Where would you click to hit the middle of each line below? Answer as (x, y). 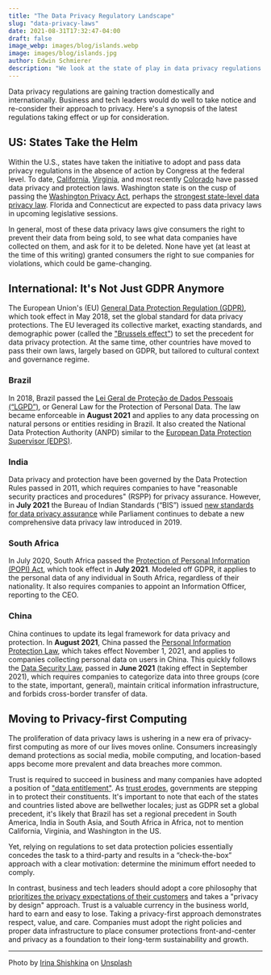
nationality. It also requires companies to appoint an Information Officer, (127, 587)
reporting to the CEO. (44, 595)
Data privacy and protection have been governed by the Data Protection (128, 479)
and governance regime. (49, 359)
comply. (21, 872)
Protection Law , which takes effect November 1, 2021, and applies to (122, 651)
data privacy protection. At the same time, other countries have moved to (130, 342)
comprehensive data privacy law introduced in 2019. (95, 522)
